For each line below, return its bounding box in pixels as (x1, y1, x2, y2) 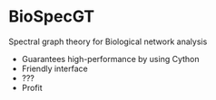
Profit (21, 82, 43, 93)
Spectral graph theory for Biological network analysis (8, 36, 208, 47)
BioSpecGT (8, 6, 95, 27)
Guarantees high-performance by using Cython (21, 53, 201, 64)
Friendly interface (21, 63, 88, 74)
